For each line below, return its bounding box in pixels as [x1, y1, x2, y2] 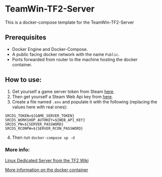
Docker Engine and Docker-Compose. [12, 46, 88, 52]
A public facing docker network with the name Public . [12, 51, 120, 57]
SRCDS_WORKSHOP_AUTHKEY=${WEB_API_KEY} [5, 118, 86, 122]
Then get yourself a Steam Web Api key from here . [12, 93, 113, 100]
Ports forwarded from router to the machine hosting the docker [12, 57, 138, 62]
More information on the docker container [5, 167, 88, 173]
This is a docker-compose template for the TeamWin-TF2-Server [5, 19, 134, 25]
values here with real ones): [12, 104, 68, 110]
